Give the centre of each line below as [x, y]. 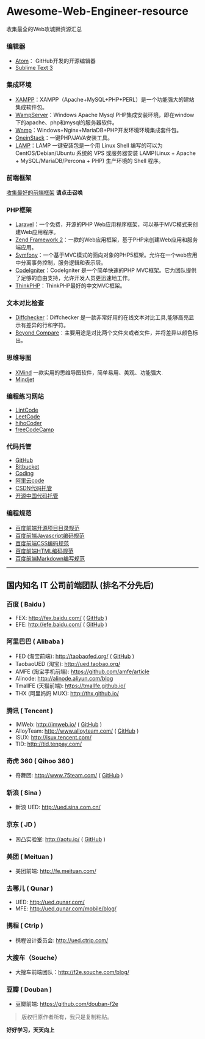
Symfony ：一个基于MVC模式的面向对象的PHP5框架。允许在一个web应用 [106, 255]
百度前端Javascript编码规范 [50, 535]
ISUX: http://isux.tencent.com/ [53, 737]
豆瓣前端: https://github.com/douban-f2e [67, 1004]
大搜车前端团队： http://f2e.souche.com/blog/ [72, 972]
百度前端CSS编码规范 [42, 543]
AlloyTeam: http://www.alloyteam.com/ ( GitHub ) [77, 731]
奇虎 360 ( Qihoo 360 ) [40, 761]
